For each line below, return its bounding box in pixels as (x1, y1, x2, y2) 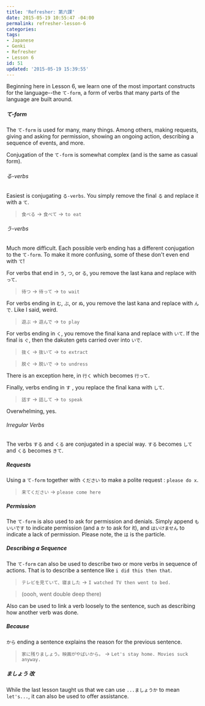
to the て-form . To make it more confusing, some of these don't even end (6, 250, 190, 258)
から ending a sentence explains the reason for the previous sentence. (6, 638, 182, 645)
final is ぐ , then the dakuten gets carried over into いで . (6, 336, 143, 344)
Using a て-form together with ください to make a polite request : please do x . (6, 476, 199, 484)
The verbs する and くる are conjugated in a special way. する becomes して (6, 440, 193, 448)
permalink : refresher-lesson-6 (6, 20, 86, 26)
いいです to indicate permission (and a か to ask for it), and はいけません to (6, 524, 185, 531)
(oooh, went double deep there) (21, 590, 102, 598)
